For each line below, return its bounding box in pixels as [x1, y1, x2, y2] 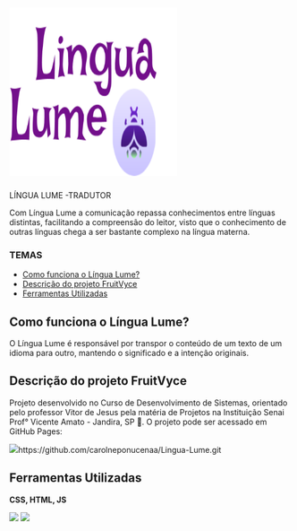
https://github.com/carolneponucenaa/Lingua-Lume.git [18, 444, 222, 455]
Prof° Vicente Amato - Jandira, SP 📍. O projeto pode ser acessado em [9, 416, 267, 427]
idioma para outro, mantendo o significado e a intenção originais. [9, 348, 249, 359]
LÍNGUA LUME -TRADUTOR [9, 189, 112, 200]
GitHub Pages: [9, 425, 63, 437]
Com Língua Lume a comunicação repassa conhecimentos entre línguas [9, 207, 276, 218]
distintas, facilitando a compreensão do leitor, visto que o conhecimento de [9, 216, 286, 227]
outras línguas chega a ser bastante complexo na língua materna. [9, 226, 250, 237]
